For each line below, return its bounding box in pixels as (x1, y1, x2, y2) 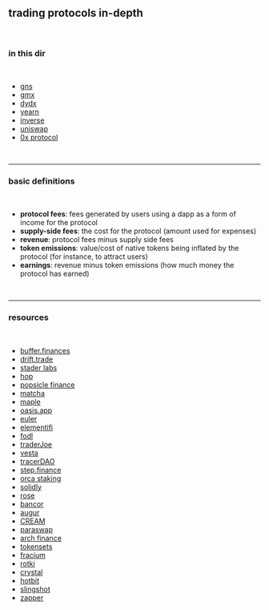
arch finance (19, 533, 62, 543)
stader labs (19, 362, 58, 372)
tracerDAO (19, 456, 55, 466)
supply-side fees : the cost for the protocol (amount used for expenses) (19, 226, 257, 236)
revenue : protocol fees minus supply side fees (19, 235, 175, 244)
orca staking (19, 473, 62, 483)
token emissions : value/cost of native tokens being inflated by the (19, 244, 239, 253)
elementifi (19, 422, 54, 432)
